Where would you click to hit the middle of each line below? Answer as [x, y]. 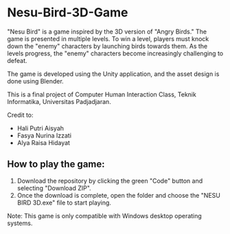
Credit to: [20, 115]
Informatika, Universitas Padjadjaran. [59, 101]
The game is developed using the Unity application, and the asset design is [113, 74]
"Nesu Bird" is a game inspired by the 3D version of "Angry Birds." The [107, 31]
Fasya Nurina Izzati [44, 135]
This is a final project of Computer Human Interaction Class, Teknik [102, 94]
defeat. [17, 60]
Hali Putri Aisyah [40, 128]
